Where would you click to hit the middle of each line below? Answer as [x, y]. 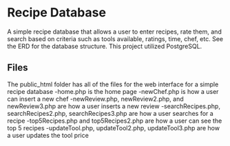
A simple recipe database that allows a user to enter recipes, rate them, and [114, 32]
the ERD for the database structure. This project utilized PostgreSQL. [105, 46]
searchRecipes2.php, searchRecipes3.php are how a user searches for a [110, 113]
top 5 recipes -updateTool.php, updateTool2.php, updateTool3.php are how [114, 127]
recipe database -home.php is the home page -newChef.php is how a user [113, 91]
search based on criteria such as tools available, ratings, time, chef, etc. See [115, 38]
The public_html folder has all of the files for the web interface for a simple [113, 84]
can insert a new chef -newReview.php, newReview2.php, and [95, 99]
